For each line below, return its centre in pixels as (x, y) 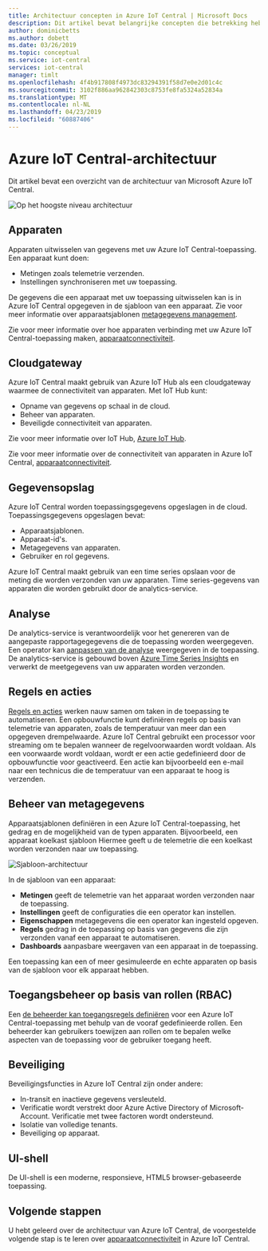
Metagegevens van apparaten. (70, 548)
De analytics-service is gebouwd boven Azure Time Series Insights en (124, 658)
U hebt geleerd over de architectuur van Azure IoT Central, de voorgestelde (132, 1230)
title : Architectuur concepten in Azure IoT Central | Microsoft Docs (128, 16)
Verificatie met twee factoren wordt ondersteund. (132, 1116)
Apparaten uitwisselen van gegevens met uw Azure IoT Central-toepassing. (132, 249)
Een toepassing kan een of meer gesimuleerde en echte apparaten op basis (133, 961)
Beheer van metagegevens (77, 804)
